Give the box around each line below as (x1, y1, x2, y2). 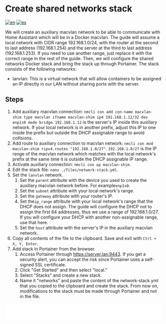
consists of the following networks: (5, 66, 77, 72)
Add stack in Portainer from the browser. (12, 245, 96, 251)
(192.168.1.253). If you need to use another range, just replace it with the (5, 50, 152, 56)
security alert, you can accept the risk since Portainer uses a (19, 256, 144, 262)
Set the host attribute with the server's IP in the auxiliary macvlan (19, 225, 153, 231)
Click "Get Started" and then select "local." (19, 267, 108, 273)
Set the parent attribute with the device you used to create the (19, 177, 147, 183)
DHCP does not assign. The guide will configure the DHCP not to (19, 203, 152, 209)
